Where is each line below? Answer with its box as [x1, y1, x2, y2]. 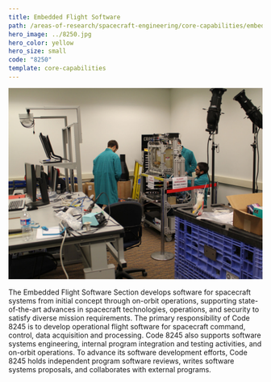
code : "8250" [8, 56, 52, 64]
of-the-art [8, 304, 42, 314]
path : [8, 21, 27, 30]
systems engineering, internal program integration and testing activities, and [8, 338, 262, 348]
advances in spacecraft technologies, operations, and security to [43, 304, 260, 314]
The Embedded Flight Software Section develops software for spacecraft [8, 287, 252, 297]
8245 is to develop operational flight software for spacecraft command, [8, 321, 246, 331]
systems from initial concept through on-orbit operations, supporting [8, 295, 237, 305]
